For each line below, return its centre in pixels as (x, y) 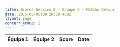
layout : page (18, 18)
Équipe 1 (18, 39)
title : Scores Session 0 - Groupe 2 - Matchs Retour (60, 9)
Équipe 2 (44, 39)
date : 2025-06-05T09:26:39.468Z (38, 14)
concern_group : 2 (23, 23)
